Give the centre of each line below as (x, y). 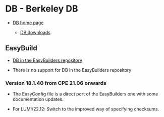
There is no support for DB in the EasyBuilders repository (72, 70)
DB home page (28, 23)
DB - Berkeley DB (42, 9)
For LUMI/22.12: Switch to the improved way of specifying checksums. (86, 109)
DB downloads (35, 32)
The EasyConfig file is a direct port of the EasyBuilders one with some (85, 94)
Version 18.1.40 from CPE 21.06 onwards (56, 83)
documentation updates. (38, 99)
